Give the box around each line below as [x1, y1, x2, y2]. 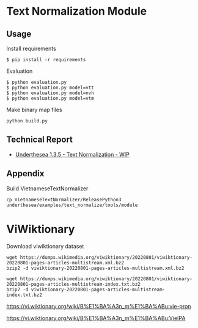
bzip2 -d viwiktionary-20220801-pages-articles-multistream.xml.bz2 [6, 265, 185, 271]
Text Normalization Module [6, 4, 147, 18]
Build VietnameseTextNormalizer [6, 185, 89, 192]
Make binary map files [6, 106, 62, 113]
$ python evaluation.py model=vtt [6, 84, 95, 91]
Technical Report [6, 135, 73, 145]
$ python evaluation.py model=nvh [6, 90, 95, 96]
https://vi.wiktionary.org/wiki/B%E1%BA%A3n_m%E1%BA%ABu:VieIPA [6, 314, 186, 322]
